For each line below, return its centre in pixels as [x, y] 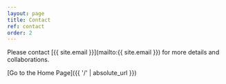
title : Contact [29, 20]
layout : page [26, 13]
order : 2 [20, 33]
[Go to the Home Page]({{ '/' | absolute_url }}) [72, 73]
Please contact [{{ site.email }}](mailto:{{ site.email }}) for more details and [113, 52]
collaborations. [28, 60]
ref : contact [26, 26]
